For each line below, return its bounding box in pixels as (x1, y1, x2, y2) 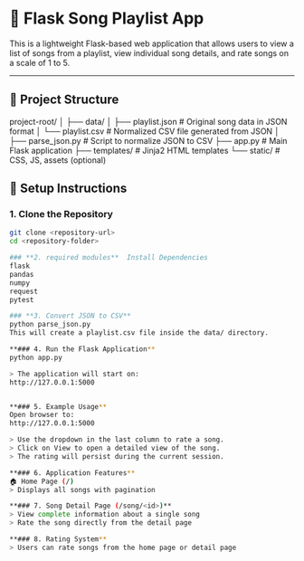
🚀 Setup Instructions (9, 181, 128, 196)
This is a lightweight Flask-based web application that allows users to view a (9, 38, 294, 49)
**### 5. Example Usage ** (9, 402, 107, 411)
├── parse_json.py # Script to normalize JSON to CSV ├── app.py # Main (9, 135, 288, 146)
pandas (9, 270, 34, 279)
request (9, 287, 39, 296)
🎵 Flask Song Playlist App (9, 8, 204, 29)
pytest (9, 295, 34, 304)
